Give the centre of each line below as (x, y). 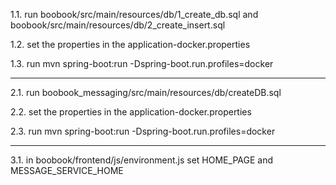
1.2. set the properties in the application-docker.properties (130, 44)
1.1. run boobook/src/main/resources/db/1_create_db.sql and (134, 14)
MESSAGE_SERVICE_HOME (67, 170)
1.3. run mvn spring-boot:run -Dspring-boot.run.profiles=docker (142, 63)
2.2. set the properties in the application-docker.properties (131, 112)
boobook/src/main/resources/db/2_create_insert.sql (118, 25)
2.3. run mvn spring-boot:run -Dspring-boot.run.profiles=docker (143, 131)
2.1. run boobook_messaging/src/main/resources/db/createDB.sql (146, 92)
